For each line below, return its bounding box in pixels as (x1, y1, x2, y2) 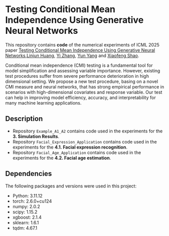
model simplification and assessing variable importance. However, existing (5, 67, 160, 74)
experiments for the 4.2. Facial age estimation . (12, 155, 111, 161)
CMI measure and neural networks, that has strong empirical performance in (5, 83, 164, 89)
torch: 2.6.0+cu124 (12, 198, 52, 204)
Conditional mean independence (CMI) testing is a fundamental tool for (5, 62, 153, 68)
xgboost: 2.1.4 (12, 214, 42, 220)
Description (5, 115, 43, 123)
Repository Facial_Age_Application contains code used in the (12, 149, 141, 155)
